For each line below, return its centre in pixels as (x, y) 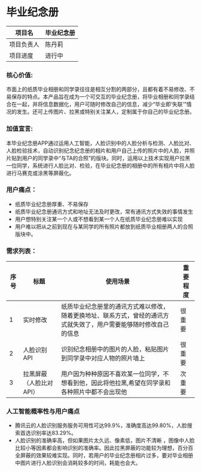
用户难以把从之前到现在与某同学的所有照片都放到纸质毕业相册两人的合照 (104, 226)
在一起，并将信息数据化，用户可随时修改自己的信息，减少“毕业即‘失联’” (99, 104)
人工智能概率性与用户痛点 (43, 412)
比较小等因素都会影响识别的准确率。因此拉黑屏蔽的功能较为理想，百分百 (104, 448)
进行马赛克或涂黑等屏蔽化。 (40, 173)
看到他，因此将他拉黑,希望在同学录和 (119, 383)
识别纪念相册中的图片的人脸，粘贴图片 (115, 349)
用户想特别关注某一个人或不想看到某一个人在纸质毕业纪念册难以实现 (99, 219)
